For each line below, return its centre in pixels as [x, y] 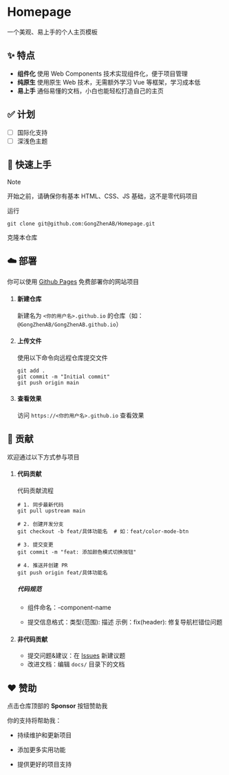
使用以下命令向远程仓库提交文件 [62, 358]
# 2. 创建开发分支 [40, 524]
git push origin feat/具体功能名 [62, 572]
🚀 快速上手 [29, 165]
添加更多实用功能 [41, 750]
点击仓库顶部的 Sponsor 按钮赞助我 [57, 706]
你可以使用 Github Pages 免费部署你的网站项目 [73, 282]
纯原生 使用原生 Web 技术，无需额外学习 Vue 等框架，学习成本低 [109, 82]
